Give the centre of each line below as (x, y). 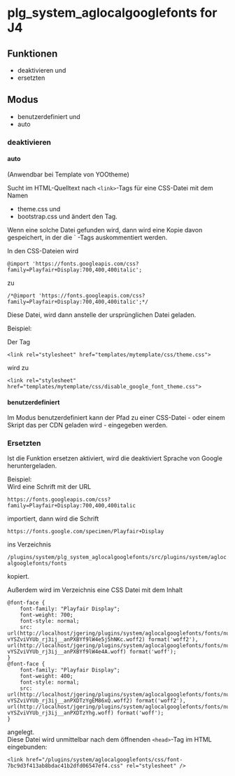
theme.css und (39, 209)
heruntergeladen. (32, 466)
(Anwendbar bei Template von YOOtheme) (68, 174)
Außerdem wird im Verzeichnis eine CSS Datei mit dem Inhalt (95, 590)
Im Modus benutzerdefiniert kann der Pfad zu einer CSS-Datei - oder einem (116, 418)
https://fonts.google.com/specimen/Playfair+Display (86, 532)
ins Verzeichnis (29, 544)
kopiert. (18, 577)
